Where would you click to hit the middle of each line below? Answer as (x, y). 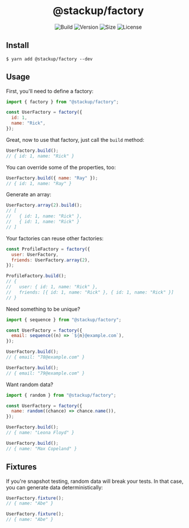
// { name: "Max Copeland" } (42, 449)
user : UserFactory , (35, 254)
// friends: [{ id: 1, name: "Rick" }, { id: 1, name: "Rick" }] (90, 292)
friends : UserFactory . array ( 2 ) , (51, 260)
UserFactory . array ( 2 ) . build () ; (44, 205)
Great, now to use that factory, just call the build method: (75, 139)
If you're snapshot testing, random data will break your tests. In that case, (95, 481)
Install (18, 45)
